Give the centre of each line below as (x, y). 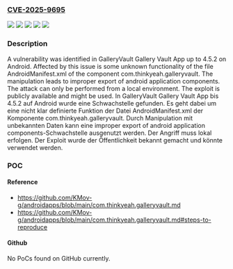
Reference (23, 182)
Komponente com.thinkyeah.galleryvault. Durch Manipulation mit (100, 118)
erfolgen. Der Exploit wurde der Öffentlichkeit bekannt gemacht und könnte (115, 140)
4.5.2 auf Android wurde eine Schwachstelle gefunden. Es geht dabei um (112, 103)
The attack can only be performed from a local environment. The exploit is (114, 88)
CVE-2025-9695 (37, 10)
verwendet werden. (35, 147)
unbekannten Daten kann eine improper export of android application (106, 125)
